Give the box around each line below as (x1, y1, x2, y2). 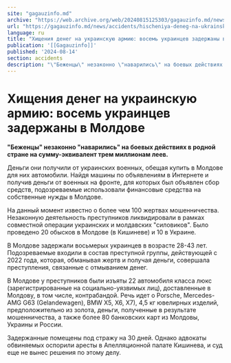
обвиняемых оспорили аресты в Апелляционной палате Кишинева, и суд (7, 341, 223, 349)
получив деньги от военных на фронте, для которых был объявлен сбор (7, 178, 220, 186)
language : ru (7, 29, 45, 36)
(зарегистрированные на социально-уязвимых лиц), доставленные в (7, 283, 211, 292)
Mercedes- (183, 291, 215, 299)
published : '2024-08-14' (7, 49, 78, 56)
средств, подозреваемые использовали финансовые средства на (7, 185, 201, 193)
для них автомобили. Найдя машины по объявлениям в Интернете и (7, 170, 209, 179)
